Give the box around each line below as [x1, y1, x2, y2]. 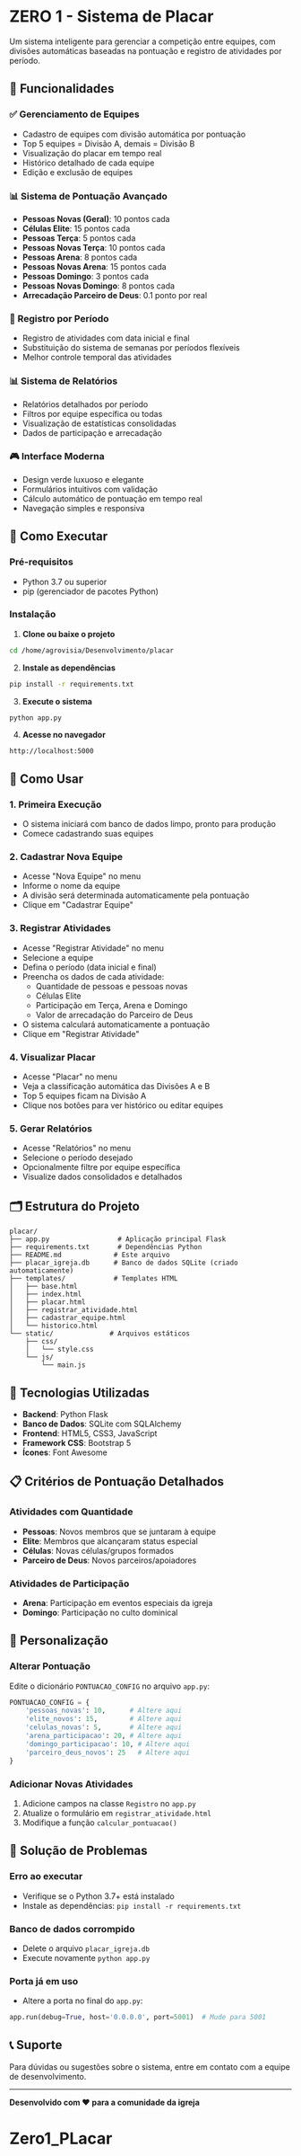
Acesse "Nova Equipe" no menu [21, 871, 142, 882]
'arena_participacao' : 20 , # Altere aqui [25, 1732, 182, 1741]
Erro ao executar [9, 1870, 83, 1883]
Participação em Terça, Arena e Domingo [35, 999, 188, 1010]
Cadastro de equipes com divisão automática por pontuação [21, 129, 246, 139]
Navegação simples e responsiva [21, 502, 145, 513]
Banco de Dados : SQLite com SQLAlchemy [21, 1418, 182, 1429]
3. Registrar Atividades [9, 922, 112, 935]
